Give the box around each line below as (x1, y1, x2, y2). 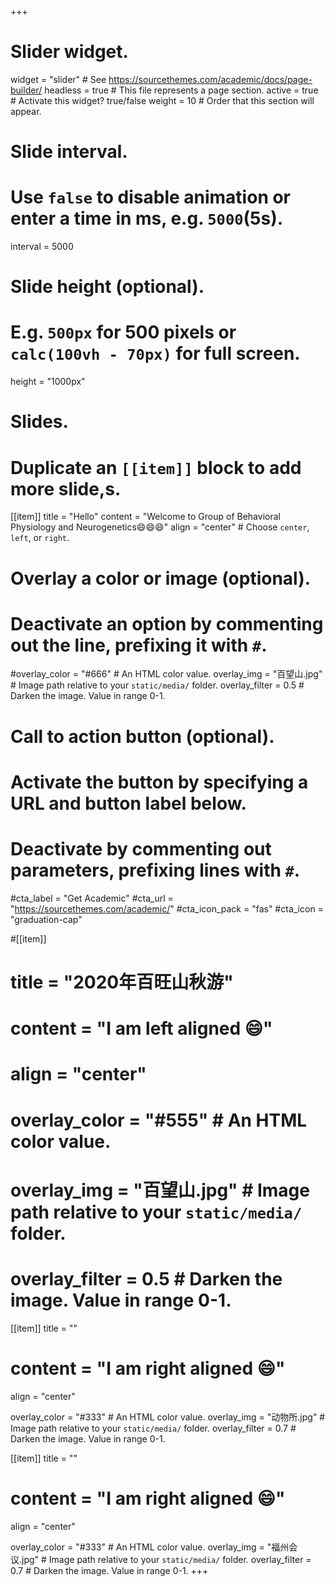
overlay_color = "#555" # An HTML (10, 1109, 308, 1131)
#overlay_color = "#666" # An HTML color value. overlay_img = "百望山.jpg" (10, 668, 323, 680)
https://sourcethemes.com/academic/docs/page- (108, 73, 313, 85)
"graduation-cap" (10, 913, 83, 925)
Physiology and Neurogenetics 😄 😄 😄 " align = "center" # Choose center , (10, 521, 310, 533)
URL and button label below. (10, 792, 247, 815)
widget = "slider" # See (10, 73, 107, 85)
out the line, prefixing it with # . (10, 634, 268, 656)
